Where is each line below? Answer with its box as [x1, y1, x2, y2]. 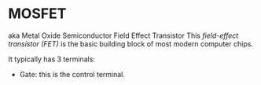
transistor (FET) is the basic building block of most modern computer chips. [8, 39, 254, 48]
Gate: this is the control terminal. [19, 69, 126, 79]
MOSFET [8, 5, 67, 23]
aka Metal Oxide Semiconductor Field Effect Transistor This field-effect [8, 31, 239, 40]
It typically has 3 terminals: [8, 54, 96, 64]
